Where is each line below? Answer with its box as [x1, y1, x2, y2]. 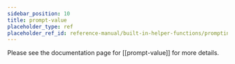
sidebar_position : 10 [7, 10, 71, 17]
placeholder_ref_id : [7, 29, 68, 37]
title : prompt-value [7, 17, 68, 24]
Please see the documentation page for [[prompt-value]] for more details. [7, 49, 220, 57]
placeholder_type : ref [7, 23, 73, 30]
